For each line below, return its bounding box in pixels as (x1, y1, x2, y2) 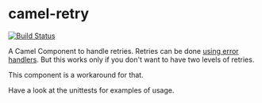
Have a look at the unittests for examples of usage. (8, 85, 175, 95)
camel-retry (8, 5, 90, 23)
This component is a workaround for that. (8, 70, 144, 79)
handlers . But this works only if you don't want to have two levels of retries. (8, 55, 255, 64)
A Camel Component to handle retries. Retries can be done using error (8, 46, 240, 55)
